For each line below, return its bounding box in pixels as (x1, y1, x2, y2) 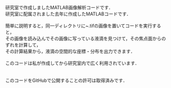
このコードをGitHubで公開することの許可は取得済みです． (5, 77, 127, 83)
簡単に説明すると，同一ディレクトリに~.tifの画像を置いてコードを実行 (5, 23, 153, 29)
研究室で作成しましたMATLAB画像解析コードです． (5, 5, 114, 10)
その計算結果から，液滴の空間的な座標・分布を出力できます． (5, 48, 136, 54)
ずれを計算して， (5, 42, 41, 48)
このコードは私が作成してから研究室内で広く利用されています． (5, 60, 140, 66)
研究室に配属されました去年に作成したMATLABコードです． (5, 11, 132, 17)
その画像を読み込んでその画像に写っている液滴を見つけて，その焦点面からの (5, 35, 166, 41)
